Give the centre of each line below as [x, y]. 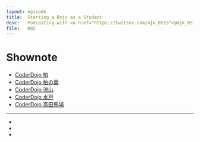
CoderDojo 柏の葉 [37, 82]
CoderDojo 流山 [34, 90]
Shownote [32, 58]
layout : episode [26, 12]
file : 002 [21, 28]
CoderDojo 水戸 [34, 97]
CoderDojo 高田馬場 [39, 105]
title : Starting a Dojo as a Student [54, 17]
